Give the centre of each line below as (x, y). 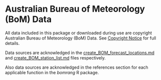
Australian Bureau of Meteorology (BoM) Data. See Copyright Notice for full (81, 38)
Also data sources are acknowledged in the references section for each (77, 67)
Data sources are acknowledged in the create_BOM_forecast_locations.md (80, 53)
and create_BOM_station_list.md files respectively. (55, 58)
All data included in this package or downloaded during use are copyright (79, 33)
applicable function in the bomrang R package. (52, 72)
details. (12, 43)
